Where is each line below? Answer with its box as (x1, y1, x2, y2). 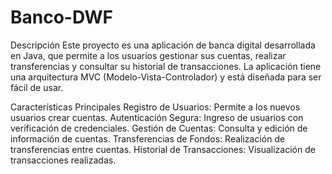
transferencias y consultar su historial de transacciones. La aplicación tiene (10, 60, 322, 72)
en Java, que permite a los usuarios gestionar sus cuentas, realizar (10, 49, 287, 61)
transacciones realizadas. (10, 154, 117, 166)
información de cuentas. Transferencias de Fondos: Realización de (10, 132, 286, 145)
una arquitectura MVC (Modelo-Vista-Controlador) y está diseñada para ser (10, 71, 322, 83)
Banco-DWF (10, 6, 113, 29)
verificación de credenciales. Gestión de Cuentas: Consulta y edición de (10, 122, 308, 134)
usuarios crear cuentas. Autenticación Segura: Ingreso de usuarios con (10, 111, 304, 123)
